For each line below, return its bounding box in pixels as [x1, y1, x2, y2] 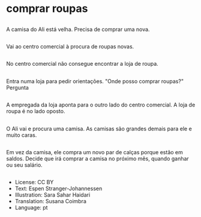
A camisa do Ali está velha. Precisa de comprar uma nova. [6, 26, 150, 33]
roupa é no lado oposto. [6, 108, 65, 115]
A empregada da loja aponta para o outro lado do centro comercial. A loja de [6, 101, 196, 109]
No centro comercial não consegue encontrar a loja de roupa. [6, 60, 159, 68]
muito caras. [6, 131, 37, 139]
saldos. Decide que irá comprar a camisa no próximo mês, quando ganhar [6, 155, 189, 162]
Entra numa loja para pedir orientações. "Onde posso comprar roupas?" [6, 77, 184, 85]
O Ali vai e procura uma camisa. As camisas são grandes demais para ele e [6, 125, 192, 132]
